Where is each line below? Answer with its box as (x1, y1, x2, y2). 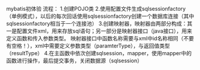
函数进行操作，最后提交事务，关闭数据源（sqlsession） (6, 57, 143, 64)
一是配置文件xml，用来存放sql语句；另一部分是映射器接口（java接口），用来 (6, 27, 193, 34)
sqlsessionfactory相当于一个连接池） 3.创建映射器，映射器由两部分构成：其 (6, 20, 193, 27)
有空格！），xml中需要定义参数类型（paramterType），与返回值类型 (6, 42, 171, 49)
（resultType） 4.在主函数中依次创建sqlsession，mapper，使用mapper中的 (6, 50, 192, 56)
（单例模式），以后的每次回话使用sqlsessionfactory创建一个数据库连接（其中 (6, 12, 195, 20)
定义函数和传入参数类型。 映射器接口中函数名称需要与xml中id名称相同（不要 (6, 35, 195, 42)
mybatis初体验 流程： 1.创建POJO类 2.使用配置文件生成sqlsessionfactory (6, 5, 186, 12)
